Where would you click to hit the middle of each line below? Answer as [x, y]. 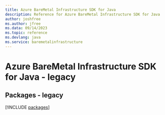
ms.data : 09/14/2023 [26, 28]
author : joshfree [23, 19]
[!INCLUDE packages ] [27, 107]
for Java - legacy [41, 77]
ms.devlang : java [23, 38]
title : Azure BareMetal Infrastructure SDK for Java [61, 10]
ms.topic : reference [26, 33]
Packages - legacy [34, 95]
